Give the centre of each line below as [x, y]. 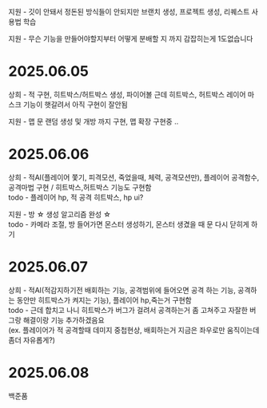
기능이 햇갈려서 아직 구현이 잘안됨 [75, 104]
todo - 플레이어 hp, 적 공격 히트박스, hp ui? [76, 197]
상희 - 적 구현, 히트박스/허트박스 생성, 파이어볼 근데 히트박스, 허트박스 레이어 [127, 94]
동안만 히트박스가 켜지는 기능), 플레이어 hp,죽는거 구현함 [104, 300]
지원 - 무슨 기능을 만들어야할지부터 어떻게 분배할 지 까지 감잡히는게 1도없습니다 [131, 39]
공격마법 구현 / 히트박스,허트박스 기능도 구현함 [80, 187]
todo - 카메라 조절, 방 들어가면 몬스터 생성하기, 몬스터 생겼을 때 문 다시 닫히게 [129, 224]
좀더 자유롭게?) [32, 340]
